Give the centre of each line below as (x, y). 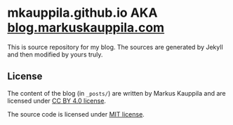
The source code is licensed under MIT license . (76, 114)
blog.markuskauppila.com (86, 28)
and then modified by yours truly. (55, 54)
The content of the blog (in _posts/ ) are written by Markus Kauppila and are (116, 93)
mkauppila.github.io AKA (82, 13)
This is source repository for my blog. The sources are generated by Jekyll (115, 47)
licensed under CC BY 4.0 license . (57, 101)
